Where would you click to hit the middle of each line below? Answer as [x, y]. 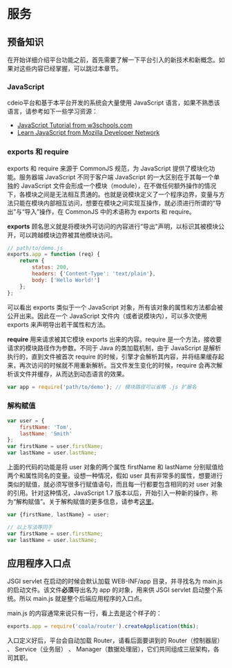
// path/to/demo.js [35, 248]
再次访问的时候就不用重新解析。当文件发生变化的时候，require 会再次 [118, 365]
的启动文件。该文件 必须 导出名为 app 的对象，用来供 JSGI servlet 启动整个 [112, 590]
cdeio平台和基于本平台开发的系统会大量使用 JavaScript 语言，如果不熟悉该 [114, 103]
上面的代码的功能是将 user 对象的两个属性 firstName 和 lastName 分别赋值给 [116, 467]
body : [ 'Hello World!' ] [66, 280]
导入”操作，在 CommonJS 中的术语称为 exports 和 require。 [110, 211]
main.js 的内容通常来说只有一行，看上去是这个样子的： [85, 613]
